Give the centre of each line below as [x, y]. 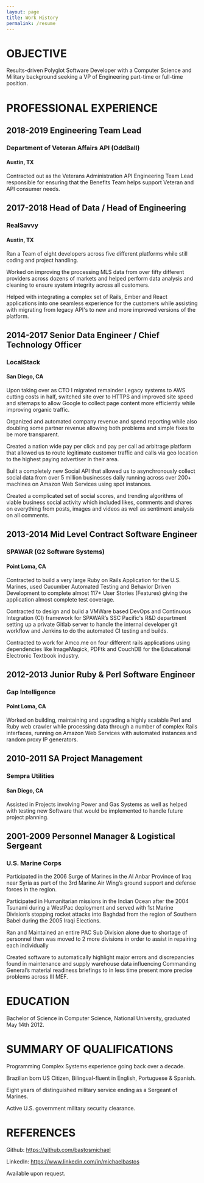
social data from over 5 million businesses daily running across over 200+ [99, 478]
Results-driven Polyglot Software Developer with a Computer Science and [99, 70]
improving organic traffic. [38, 410]
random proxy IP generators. [42, 739]
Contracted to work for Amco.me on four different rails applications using [98, 642]
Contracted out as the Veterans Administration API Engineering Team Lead [100, 176]
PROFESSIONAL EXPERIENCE [82, 108]
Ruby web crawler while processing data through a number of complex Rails [102, 727]
